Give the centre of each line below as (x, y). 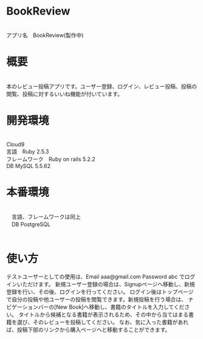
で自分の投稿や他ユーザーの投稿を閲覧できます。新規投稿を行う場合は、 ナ (100, 299)
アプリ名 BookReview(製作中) (45, 35)
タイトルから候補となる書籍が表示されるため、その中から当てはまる (103, 314)
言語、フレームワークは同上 (46, 216)
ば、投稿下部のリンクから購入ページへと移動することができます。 (88, 329)
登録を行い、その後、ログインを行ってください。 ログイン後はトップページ (100, 292)
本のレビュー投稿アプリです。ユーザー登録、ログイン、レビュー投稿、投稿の (102, 86)
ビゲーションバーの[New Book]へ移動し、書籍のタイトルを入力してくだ (95, 307)
